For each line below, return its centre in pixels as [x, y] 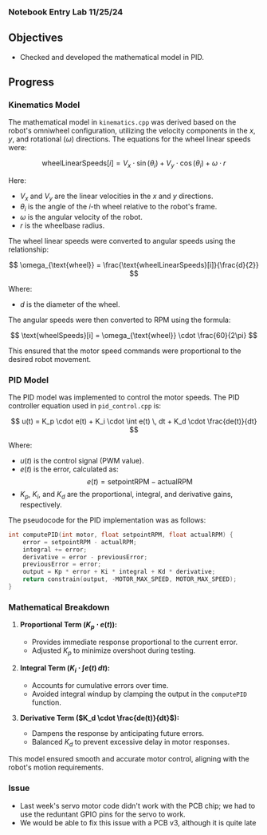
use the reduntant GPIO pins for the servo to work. [102, 814]
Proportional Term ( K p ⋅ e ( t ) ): [69, 626]
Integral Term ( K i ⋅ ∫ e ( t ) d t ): [65, 668]
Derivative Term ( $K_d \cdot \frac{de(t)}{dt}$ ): [99, 718]
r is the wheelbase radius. [62, 225]
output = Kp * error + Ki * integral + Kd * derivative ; [119, 572]
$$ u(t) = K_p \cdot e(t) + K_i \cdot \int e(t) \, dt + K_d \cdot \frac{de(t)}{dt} [134, 421]
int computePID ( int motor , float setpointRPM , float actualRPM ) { [121, 535]
